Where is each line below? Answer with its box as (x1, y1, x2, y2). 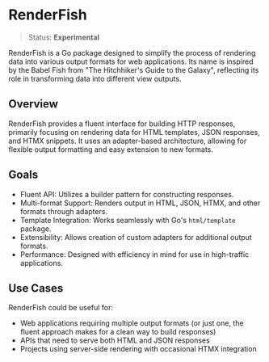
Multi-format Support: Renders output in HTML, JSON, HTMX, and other (19, 198, 261, 208)
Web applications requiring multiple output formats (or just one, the (19, 318, 244, 328)
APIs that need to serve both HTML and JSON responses (19, 335, 210, 345)
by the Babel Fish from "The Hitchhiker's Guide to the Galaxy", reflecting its (8, 65, 259, 74)
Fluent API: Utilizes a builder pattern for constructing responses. (19, 189, 234, 199)
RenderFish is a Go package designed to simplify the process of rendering (8, 48, 256, 57)
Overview (8, 97, 59, 111)
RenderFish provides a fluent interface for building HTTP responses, (8, 119, 236, 128)
